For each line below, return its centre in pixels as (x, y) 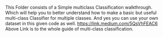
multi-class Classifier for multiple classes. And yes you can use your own (82, 18)
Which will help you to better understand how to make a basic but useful (81, 13)
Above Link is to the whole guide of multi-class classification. (69, 29)
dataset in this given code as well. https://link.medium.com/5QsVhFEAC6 (81, 23)
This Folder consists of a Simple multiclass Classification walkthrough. (79, 7)
